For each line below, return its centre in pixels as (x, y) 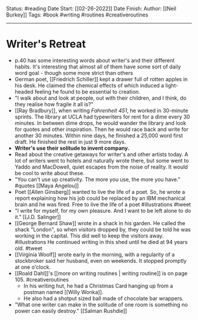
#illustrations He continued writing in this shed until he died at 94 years (101, 242)
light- (172, 85)
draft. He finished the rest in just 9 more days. (70, 141)
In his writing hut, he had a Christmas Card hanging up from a (98, 286)
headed (24, 91)
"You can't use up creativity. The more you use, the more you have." (98, 179)
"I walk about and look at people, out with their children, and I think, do (100, 98)
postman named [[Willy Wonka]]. (63, 292)
